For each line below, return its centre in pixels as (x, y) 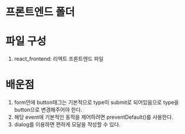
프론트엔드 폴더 (40, 12)
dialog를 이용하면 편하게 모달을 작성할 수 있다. (67, 125)
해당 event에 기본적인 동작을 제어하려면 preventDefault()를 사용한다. (94, 117)
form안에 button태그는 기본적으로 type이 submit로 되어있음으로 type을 (96, 102)
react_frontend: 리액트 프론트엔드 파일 (59, 59)
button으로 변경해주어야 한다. (48, 110)
